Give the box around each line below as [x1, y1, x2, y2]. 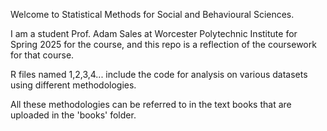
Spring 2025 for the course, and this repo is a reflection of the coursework [10, 39, 317, 50]
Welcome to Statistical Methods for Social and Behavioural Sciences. [10, 9, 295, 20]
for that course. [10, 49, 75, 61]
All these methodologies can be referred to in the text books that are [10, 99, 292, 110]
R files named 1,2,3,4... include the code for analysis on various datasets [10, 69, 308, 80]
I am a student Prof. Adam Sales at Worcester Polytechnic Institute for [10, 28, 298, 39]
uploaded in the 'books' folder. [10, 109, 137, 121]
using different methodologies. [10, 79, 137, 91]
